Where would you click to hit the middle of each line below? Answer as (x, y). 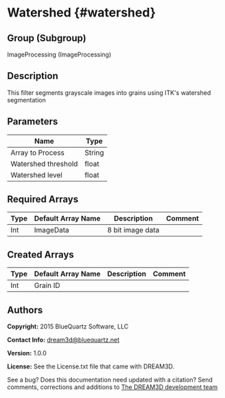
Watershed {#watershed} (82, 13)
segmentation (26, 100)
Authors (25, 310)
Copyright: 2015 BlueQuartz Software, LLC (68, 327)
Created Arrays (40, 255)
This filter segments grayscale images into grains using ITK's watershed (109, 92)
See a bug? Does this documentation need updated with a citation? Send (110, 380)
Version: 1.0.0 (27, 353)
